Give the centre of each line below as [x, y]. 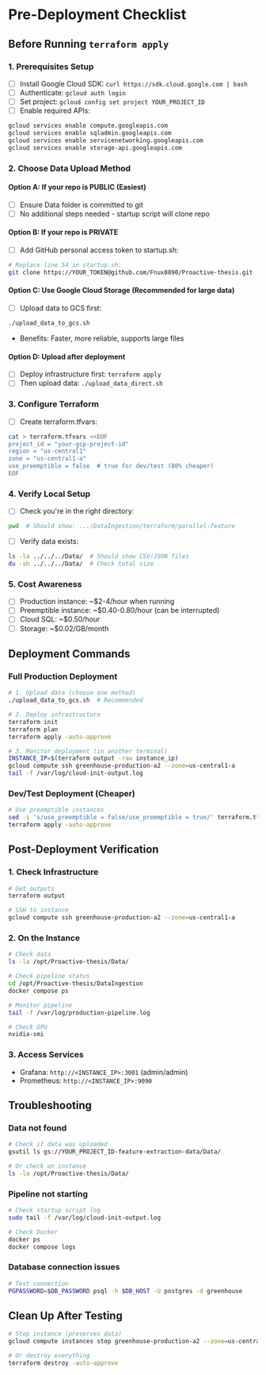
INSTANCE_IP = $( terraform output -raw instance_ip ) [93, 759]
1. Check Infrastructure [53, 872]
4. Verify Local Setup [49, 494]
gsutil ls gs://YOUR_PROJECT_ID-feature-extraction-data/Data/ [115, 1152]
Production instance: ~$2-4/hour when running [97, 602]
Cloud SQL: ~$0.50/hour [60, 619]
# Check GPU [28, 1027]
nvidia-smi [26, 1034]
